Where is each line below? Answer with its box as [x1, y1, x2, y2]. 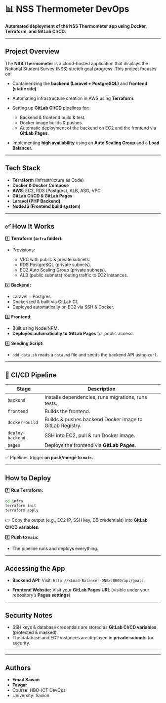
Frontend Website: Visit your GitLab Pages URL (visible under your [12, 587, 150, 593]
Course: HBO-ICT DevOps [12, 687, 66, 693]
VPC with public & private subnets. [19, 257, 90, 263]
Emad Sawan [12, 677, 40, 683]
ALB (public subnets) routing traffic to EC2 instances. [19, 272, 128, 278]
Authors [5, 664, 31, 672]
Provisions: [12, 247, 36, 253]
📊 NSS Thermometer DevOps [5, 3, 129, 15]
